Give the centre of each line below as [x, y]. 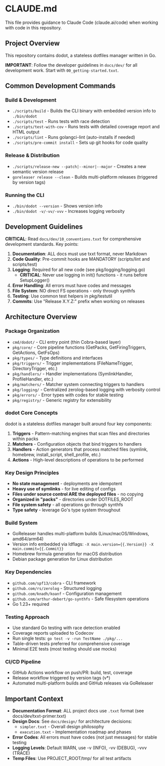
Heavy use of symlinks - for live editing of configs [64, 489]
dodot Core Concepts [31, 413]
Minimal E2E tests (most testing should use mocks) [64, 649]
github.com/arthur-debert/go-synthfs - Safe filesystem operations [81, 599]
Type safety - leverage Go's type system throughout [66, 510]
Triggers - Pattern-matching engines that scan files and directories [81, 433]
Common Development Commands [60, 86]
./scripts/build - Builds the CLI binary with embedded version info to [84, 111]
